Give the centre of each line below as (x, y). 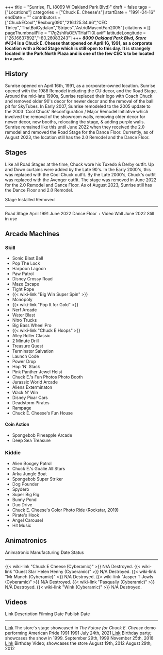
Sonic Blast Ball (27, 258)
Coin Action (17, 424)
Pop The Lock (26, 263)
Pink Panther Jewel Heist (37, 372)
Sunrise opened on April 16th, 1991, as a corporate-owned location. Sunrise (80, 86)
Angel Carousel (27, 520)
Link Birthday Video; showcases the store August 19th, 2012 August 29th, (78, 643)
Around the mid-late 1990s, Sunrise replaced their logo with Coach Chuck (79, 96)
